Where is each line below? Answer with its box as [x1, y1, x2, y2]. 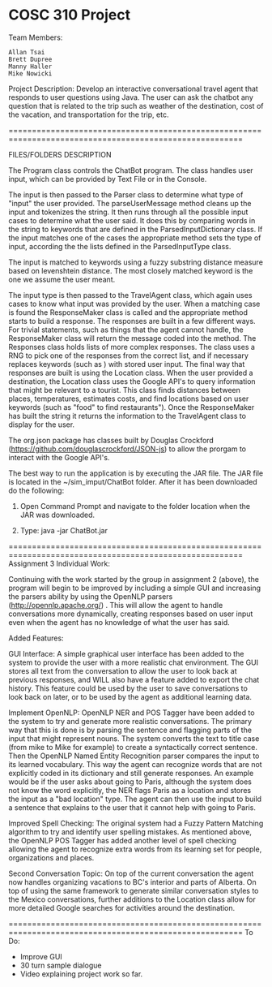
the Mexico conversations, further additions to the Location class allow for [8, 894, 257, 904]
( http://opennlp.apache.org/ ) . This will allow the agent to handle [8, 600, 223, 610]
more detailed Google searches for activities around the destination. [8, 903, 236, 912]
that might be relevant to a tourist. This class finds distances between [8, 385, 240, 394]
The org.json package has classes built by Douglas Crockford [8, 435, 215, 445]
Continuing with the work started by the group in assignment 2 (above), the [8, 574, 259, 584]
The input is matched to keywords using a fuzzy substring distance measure [8, 257, 263, 267]
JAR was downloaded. [19, 510, 96, 519]
